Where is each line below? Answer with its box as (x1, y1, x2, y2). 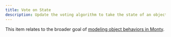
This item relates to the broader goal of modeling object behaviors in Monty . (5, 26, 165, 32)
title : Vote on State (5, 7, 51, 13)
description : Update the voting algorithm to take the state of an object (5, 12, 167, 17)
